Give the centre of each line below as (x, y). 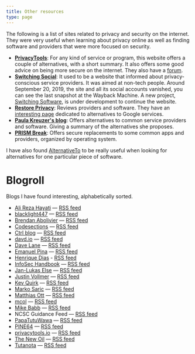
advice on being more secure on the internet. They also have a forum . (99, 70)
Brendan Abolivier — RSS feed (51, 221)
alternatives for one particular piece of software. (64, 156)
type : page (19, 17)
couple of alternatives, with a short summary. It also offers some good (99, 64)
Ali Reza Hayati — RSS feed (48, 208)
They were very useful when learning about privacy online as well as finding (98, 40)
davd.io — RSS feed (39, 239)
